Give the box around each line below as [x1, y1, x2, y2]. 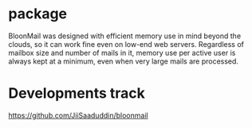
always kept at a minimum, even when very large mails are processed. [8, 56, 239, 66]
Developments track [8, 84, 146, 103]
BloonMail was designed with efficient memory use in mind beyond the [8, 31, 242, 41]
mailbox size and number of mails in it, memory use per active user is [8, 48, 236, 57]
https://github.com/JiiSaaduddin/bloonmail [8, 111, 149, 120]
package [8, 5, 68, 23]
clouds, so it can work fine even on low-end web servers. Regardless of [8, 39, 245, 48]
